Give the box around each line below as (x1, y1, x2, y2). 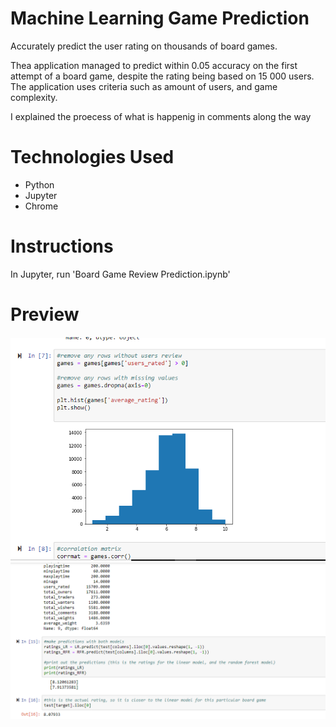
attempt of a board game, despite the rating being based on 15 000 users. (10, 70, 315, 82)
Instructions (10, 235, 114, 258)
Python (24, 178, 55, 191)
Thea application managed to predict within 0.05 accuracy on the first (10, 59, 298, 71)
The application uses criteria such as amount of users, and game (10, 80, 278, 92)
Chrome (24, 200, 59, 212)
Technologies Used (10, 146, 175, 169)
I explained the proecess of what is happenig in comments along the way (10, 110, 312, 122)
